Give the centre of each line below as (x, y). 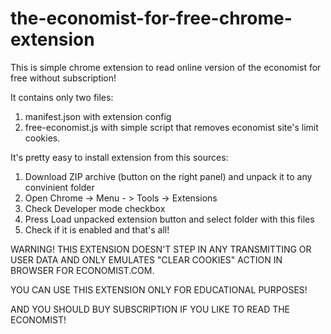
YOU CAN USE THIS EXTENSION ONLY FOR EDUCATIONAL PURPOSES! (159, 289)
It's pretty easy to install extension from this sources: (119, 157)
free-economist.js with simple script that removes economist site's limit (171, 127)
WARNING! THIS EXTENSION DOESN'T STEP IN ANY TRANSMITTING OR (161, 249)
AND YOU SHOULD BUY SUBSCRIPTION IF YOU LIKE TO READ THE (150, 309)
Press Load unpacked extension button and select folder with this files (169, 219)
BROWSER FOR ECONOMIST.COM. (82, 270)
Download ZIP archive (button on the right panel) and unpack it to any (168, 176)
